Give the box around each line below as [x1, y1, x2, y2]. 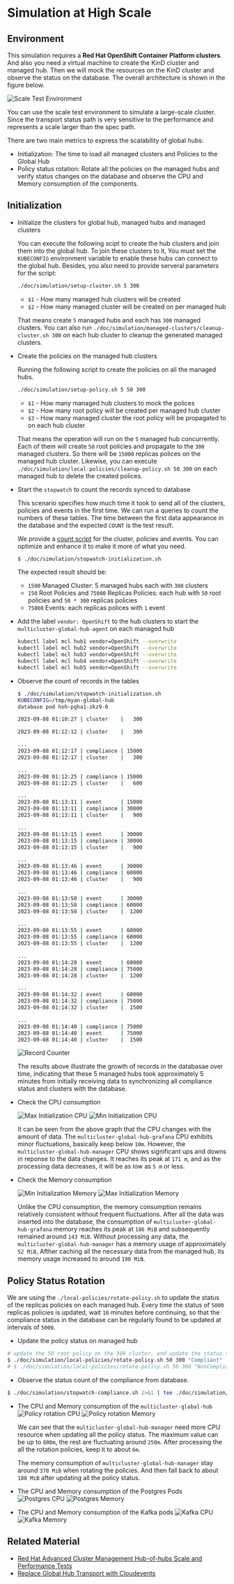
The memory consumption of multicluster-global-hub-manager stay [17, 1458, 214, 1467]
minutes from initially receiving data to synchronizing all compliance [17, 1077, 212, 1086]
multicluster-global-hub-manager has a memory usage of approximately [17, 1240, 226, 1248]
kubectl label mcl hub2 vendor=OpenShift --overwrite [17, 644, 177, 652]
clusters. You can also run [17, 323, 93, 332]
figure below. [7, 81, 45, 89]
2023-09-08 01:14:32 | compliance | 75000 [17, 998, 143, 1005]
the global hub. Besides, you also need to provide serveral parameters [17, 261, 219, 269]
